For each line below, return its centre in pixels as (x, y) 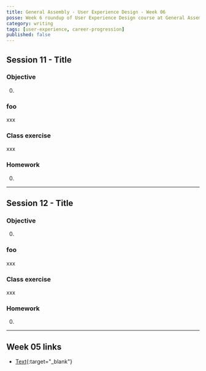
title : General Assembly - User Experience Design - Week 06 (86, 12)
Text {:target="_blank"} (44, 362)
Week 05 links (34, 347)
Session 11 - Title (39, 60)
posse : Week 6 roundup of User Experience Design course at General (96, 18)
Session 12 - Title (40, 203)
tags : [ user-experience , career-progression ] (65, 29)
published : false (29, 35)
